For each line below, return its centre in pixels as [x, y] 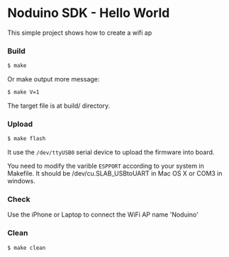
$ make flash [27, 139]
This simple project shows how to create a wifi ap [80, 33]
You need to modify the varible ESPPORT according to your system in [106, 166]
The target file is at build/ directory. [59, 105]
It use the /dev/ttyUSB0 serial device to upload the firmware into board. [111, 152]
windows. [21, 181]
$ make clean [27, 248]
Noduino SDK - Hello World [89, 13]
